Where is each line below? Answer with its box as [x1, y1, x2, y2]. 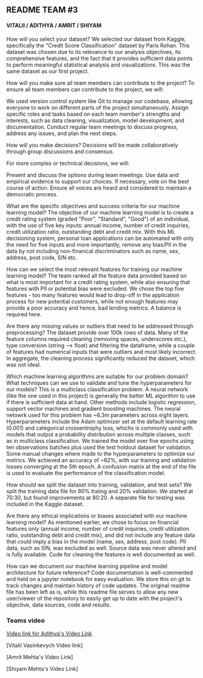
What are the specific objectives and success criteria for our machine [6, 202, 180, 210]
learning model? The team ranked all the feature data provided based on [6, 272, 187, 279]
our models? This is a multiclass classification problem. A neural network [6, 385, 188, 393]
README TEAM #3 [6, 5, 78, 15]
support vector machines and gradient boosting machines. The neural [6, 405, 181, 412]
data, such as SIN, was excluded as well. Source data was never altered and [6, 544, 197, 551]
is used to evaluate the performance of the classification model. [6, 469, 165, 476]
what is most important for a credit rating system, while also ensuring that [6, 278, 190, 285]
